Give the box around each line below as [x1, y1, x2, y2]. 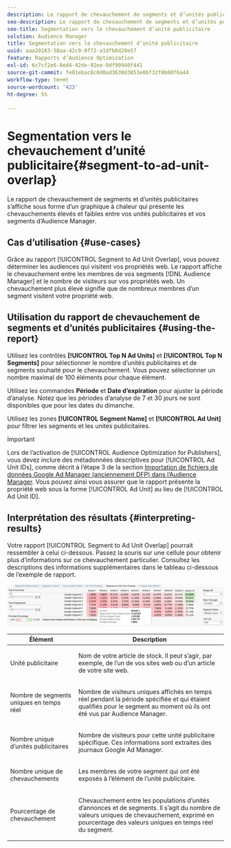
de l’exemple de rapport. [7, 570, 76, 579]
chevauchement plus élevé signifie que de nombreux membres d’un [7, 284, 199, 292]
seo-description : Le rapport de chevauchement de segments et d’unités [7, 18, 217, 25]
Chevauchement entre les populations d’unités [78, 796, 210, 804]
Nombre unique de [10, 767, 63, 776]
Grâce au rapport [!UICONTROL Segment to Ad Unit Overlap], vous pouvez [7, 255, 220, 263]
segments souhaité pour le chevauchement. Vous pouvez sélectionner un [7, 366, 215, 374]
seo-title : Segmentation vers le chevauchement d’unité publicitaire [7, 25, 211, 32]
